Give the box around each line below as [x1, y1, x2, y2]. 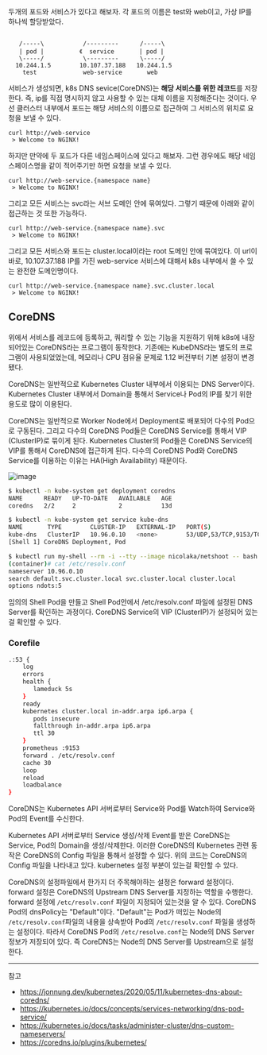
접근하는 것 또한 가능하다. [8, 209, 87, 218]
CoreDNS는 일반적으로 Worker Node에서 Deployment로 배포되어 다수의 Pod [8, 415, 249, 425]
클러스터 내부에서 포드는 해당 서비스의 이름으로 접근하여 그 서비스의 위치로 [16, 103, 246, 113]
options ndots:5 [8, 582, 62, 590]
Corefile [8, 638, 41, 649]
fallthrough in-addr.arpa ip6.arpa [33, 722, 151, 730]
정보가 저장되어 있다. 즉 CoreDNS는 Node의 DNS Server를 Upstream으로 [8, 937, 239, 947]
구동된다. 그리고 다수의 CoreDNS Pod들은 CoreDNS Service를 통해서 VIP [16, 426, 247, 435]
